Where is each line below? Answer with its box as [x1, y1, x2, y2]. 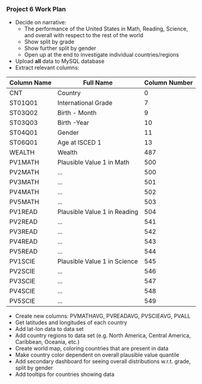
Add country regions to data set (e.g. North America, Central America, [15, 332, 191, 340]
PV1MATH [9, 158, 40, 166]
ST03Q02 [9, 108, 38, 117]
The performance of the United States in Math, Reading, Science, [24, 25, 189, 32]
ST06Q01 [9, 138, 38, 147]
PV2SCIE [9, 267, 35, 276]
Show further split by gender [24, 44, 96, 52]
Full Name [83, 79, 113, 87]
